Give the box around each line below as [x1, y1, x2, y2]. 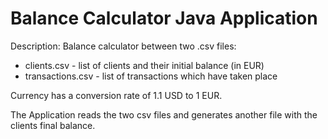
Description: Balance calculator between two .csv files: [10, 40, 237, 52]
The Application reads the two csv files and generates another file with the [10, 108, 318, 121]
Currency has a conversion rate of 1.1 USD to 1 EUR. [10, 89, 223, 101]
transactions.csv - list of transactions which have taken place [24, 70, 278, 82]
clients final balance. [10, 119, 96, 131]
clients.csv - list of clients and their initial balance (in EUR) [24, 59, 265, 71]
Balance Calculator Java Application [10, 7, 318, 30]
